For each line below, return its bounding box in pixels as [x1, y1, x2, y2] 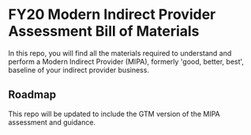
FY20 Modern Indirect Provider [8, 6, 216, 24]
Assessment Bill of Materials [8, 22, 200, 40]
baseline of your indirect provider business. [8, 65, 150, 74]
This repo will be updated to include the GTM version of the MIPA [8, 109, 221, 118]
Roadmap [8, 88, 57, 102]
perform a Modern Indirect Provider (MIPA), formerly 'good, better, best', [8, 57, 245, 66]
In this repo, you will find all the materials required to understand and [8, 48, 232, 58]
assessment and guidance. [8, 117, 96, 127]
